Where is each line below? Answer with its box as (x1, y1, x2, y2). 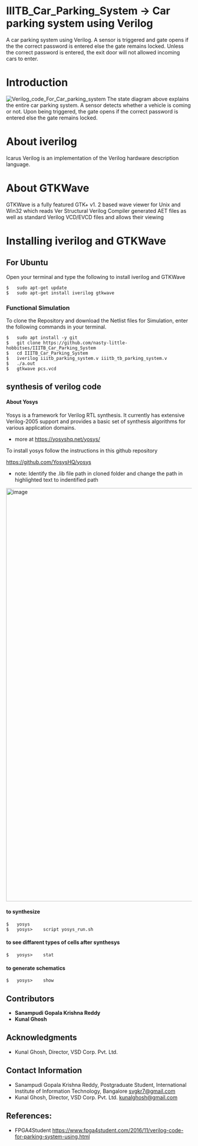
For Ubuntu (6, 258, 48, 268)
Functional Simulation (6, 303, 70, 311)
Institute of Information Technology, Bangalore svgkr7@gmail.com (14, 1087, 176, 1095)
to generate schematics (6, 965, 66, 972)
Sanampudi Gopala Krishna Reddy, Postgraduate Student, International (14, 1081, 187, 1088)
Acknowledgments (6, 1033, 78, 1043)
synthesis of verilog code (6, 382, 102, 392)
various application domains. (6, 424, 76, 431)
